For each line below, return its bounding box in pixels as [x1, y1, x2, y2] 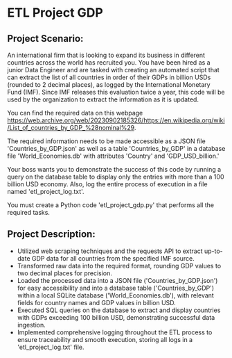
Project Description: [7, 228, 96, 241]
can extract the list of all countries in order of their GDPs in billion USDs [7, 73, 211, 81]
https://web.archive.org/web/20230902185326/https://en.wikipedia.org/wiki [7, 116, 225, 124]
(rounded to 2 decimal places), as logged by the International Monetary [7, 81, 211, 88]
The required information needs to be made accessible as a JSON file [7, 137, 206, 145]
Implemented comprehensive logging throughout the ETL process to [17, 328, 213, 336]
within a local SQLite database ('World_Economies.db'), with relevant [17, 291, 215, 300]
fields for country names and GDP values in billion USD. [17, 298, 177, 307]
